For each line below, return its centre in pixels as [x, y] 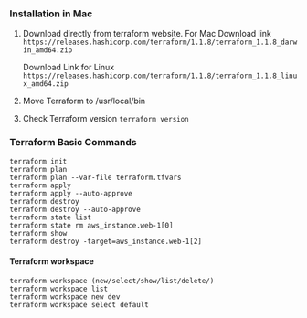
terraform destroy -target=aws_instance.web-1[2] [106, 241]
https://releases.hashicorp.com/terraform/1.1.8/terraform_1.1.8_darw [160, 42]
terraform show [38, 233]
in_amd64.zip [48, 50]
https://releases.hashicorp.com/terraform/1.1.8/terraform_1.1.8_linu [160, 76]
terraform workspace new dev [65, 297]
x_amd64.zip [45, 84]
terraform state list [51, 217]
